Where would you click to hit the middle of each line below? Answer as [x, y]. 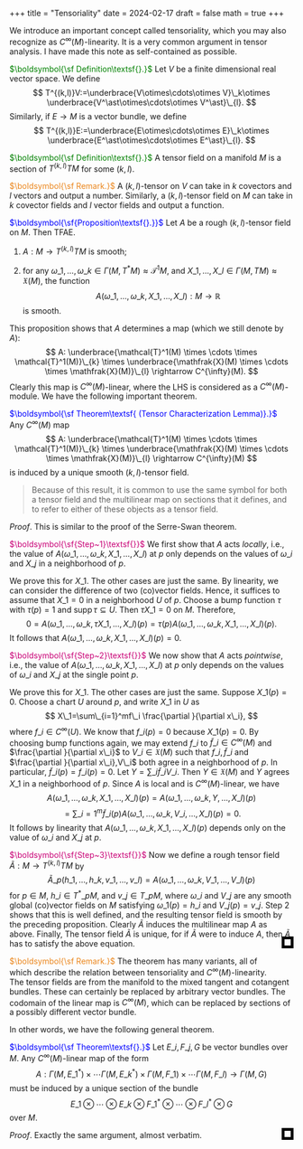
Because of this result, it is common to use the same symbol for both [159, 490]
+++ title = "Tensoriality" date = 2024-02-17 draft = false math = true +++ [147, 13]
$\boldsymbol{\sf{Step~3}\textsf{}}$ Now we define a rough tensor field [145, 854]
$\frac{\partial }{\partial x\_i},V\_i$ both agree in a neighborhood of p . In [143, 762]
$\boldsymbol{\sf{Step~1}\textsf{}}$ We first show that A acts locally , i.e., [147, 544]
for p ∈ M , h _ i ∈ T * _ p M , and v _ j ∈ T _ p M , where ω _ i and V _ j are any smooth [150, 895]
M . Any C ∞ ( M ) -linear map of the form [79, 1057]
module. [25, 396]
